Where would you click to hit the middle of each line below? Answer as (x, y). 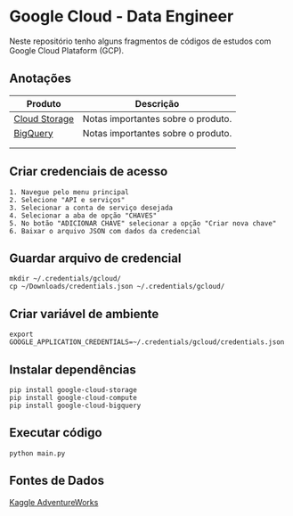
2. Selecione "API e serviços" (67, 200)
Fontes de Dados (57, 481)
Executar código (56, 433)
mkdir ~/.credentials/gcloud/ (65, 279)
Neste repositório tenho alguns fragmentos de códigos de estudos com (140, 41)
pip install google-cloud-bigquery (75, 405)
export (21, 335)
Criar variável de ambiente (84, 314)
